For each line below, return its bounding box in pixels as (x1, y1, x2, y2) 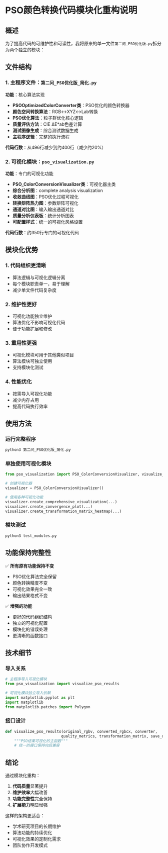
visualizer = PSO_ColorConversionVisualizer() (5, 486, 104, 491)
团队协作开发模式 (12, 842, 48, 848)
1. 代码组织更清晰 (5, 262, 46, 269)
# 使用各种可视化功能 (5, 495, 43, 500)
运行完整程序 (5, 435, 36, 442)
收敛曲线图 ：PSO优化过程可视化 (12, 194, 79, 200)
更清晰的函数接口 (12, 632, 48, 638)
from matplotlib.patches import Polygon (5, 704, 91, 709)
